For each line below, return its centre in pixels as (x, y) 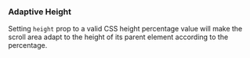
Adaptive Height (40, 12)
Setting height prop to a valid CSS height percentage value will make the (125, 29)
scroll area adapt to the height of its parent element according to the (118, 37)
